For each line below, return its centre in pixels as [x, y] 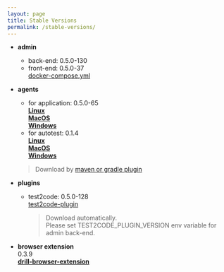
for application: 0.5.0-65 [63, 103]
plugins [29, 183]
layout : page [26, 14]
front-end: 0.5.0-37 [56, 69]
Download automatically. [81, 218]
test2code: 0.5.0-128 [58, 197]
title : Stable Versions [42, 20]
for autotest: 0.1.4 [53, 133]
